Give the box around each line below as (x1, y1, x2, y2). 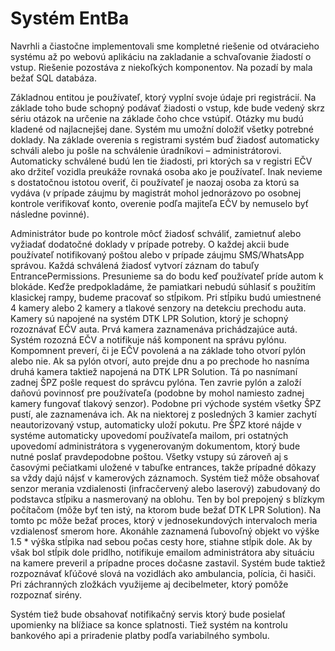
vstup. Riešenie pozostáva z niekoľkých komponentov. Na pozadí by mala (10, 61, 313, 73)
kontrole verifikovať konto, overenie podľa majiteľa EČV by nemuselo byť (10, 197, 310, 209)
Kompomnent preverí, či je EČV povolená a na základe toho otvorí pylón (10, 344, 307, 356)
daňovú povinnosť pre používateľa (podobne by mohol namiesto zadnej (10, 387, 305, 399)
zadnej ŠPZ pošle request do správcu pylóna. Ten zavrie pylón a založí (10, 376, 302, 388)
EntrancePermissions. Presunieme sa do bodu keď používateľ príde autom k (10, 270, 324, 282)
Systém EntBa (10, 7, 130, 30)
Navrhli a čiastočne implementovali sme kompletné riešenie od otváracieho (10, 40, 320, 52)
